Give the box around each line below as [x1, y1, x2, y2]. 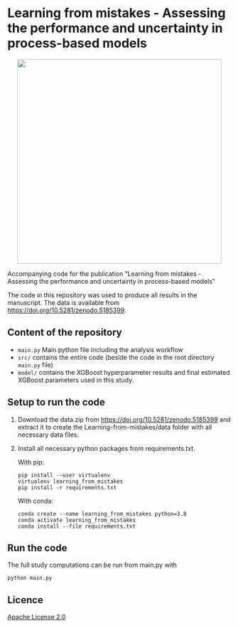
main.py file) [17, 361, 53, 369]
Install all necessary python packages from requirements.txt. [17, 444, 195, 452]
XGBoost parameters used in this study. [17, 376, 134, 384]
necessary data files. [17, 430, 80, 439]
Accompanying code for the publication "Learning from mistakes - [7, 269, 202, 278]
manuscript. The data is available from [7, 298, 119, 307]
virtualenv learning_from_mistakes [17, 478, 124, 485]
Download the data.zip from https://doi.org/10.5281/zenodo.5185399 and [17, 415, 231, 424]
